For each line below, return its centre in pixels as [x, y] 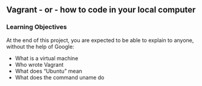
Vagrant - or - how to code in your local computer [101, 10]
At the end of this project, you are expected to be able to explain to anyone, [100, 40]
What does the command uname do [60, 77]
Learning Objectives [37, 27]
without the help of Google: [40, 46]
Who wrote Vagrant [39, 64]
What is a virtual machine [47, 58]
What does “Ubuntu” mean [49, 71]
